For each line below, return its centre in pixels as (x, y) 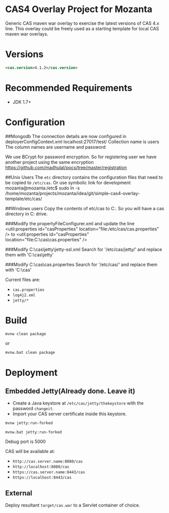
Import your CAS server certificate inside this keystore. (70, 414)
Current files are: (23, 279)
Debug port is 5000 (26, 441)
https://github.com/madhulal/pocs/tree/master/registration (66, 167)
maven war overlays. (27, 34)
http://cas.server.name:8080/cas (48, 462)
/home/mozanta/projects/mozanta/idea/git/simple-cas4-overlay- (73, 193)
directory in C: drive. (26, 214)
